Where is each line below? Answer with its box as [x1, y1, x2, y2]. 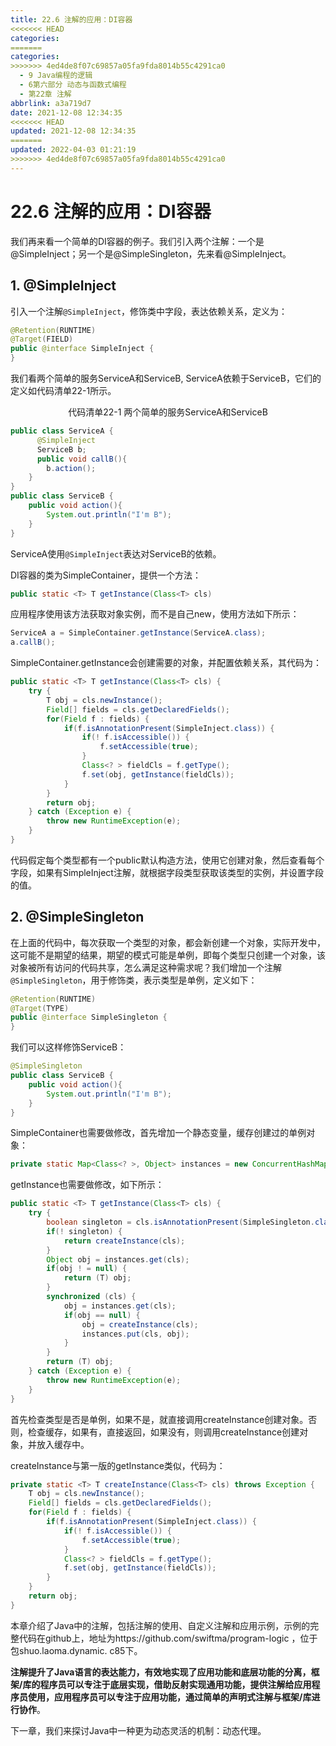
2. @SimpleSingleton [10, 909, 145, 926]
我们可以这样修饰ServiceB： [10, 1041, 127, 1053]
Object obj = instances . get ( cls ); [46, 1254, 190, 1265]
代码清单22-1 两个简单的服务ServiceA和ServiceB [68, 406, 268, 418]
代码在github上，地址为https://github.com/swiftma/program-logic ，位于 [18, 1632, 318, 1644]
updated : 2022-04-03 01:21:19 [10, 145, 137, 155]
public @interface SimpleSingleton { [10, 1012, 168, 1023]
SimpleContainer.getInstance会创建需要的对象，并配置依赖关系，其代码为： [10, 657, 323, 669]
